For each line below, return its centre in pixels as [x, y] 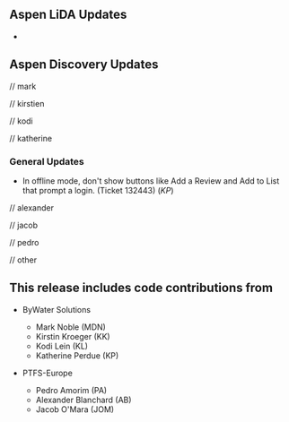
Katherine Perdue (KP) [77, 355]
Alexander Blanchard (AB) [83, 400]
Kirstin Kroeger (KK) [73, 336]
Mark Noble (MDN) [70, 327]
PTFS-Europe [48, 373]
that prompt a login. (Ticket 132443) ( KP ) [98, 190]
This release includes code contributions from [141, 288]
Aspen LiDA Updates [68, 15]
